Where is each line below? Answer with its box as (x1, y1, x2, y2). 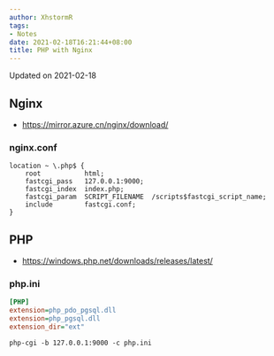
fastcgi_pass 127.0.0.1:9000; (25, 177, 144, 186)
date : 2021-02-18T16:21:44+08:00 (9, 37, 133, 47)
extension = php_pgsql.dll (9, 314, 101, 323)
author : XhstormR (9, 12, 73, 22)
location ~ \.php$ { (9, 161, 86, 171)
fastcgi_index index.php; (25, 185, 125, 194)
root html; (25, 169, 104, 178)
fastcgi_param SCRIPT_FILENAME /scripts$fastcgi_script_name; (25, 192, 267, 202)
